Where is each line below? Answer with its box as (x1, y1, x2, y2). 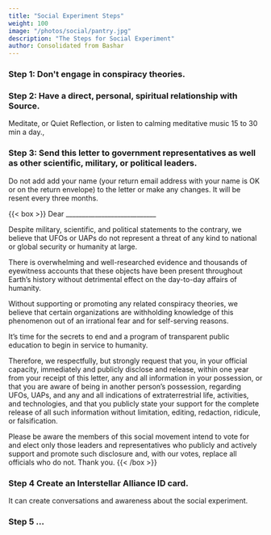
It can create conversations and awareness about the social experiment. (8, 495, 248, 505)
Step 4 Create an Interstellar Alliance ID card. (8, 478, 189, 489)
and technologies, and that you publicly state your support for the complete (8, 398, 260, 408)
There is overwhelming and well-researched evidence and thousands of (8, 257, 248, 267)
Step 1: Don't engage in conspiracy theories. (8, 69, 186, 80)
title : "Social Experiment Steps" (8, 11, 125, 20)
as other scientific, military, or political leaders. (8, 158, 198, 169)
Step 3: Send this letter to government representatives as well (8, 147, 256, 158)
